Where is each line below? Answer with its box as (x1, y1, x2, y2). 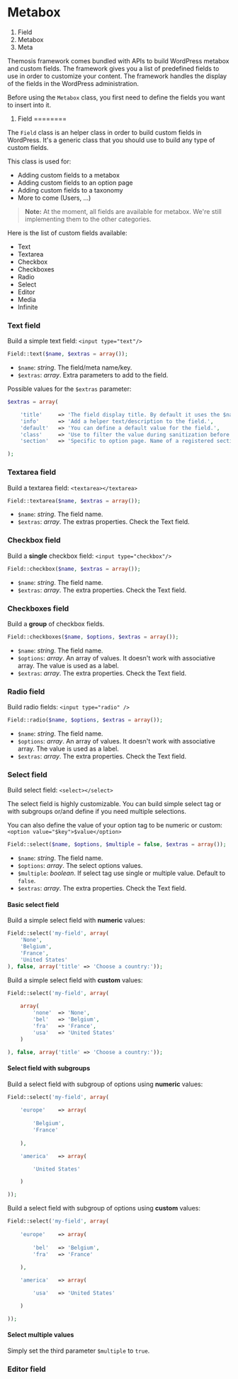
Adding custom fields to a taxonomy (17, 186, 123, 194)
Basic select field (7, 900, 59, 908)
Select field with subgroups (7, 1064, 91, 1073)
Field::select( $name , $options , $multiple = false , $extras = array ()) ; (7, 841, 227, 848)
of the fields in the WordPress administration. (7, 79, 140, 87)
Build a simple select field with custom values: (7, 975, 143, 984)
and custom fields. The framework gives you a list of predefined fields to (7, 64, 220, 73)
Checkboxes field (7, 603, 69, 613)
